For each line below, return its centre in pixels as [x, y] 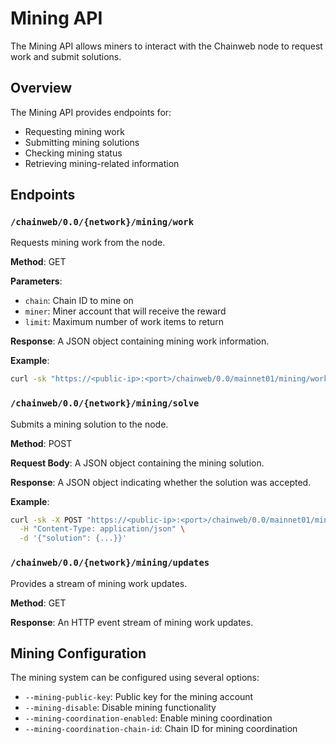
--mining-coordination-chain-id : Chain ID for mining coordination [161, 729]
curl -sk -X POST [46, 520]
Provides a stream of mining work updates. [99, 583]
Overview [41, 88]
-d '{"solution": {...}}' [73, 538]
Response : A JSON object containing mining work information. [140, 341]
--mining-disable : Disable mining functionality [120, 708]
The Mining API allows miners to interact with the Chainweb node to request [166, 46]
